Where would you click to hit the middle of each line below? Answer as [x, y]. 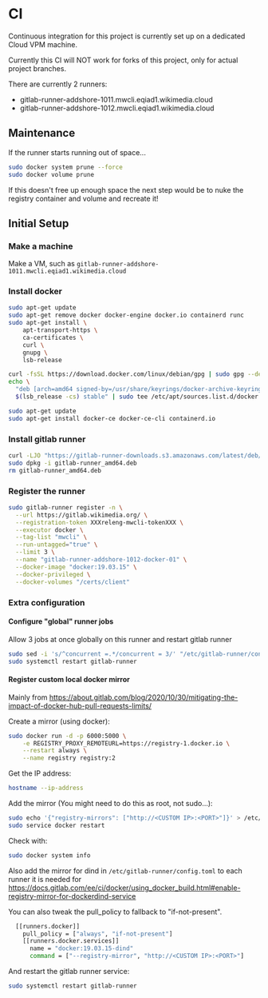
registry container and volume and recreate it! [83, 198]
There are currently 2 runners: [58, 84]
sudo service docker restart [57, 825]
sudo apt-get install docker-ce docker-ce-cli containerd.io [112, 418]
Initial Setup [39, 224]
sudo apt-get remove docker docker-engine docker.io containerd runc [126, 315]
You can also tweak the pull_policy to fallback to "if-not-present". [115, 912]
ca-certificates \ [53, 337]
